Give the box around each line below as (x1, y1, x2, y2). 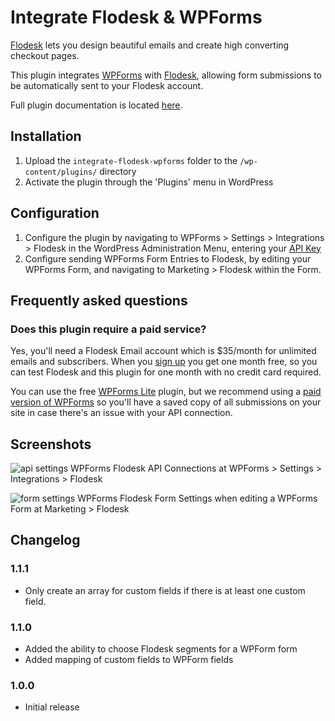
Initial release (24, 701, 80, 713)
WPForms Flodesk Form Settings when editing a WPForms (77, 492, 318, 505)
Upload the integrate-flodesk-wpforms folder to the (24, 154, 238, 166)
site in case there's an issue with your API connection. (10, 407, 233, 419)
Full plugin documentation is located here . (10, 99, 183, 111)
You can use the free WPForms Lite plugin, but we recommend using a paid (10, 386, 322, 398)
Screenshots (10, 436, 92, 453)
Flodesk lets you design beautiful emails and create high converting (10, 39, 290, 51)
